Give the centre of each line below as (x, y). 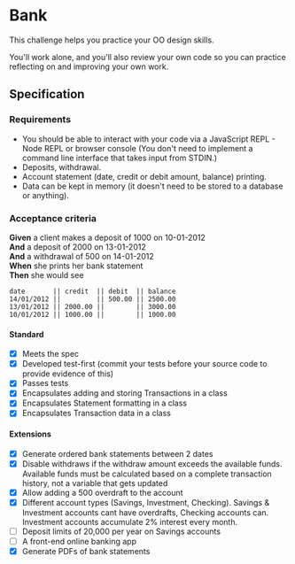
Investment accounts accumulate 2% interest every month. (129, 522)
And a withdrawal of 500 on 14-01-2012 (82, 256)
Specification (47, 94)
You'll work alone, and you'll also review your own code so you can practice (147, 57)
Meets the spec (50, 354)
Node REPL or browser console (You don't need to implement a (137, 148)
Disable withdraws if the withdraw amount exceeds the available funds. (152, 464)
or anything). (45, 195)
